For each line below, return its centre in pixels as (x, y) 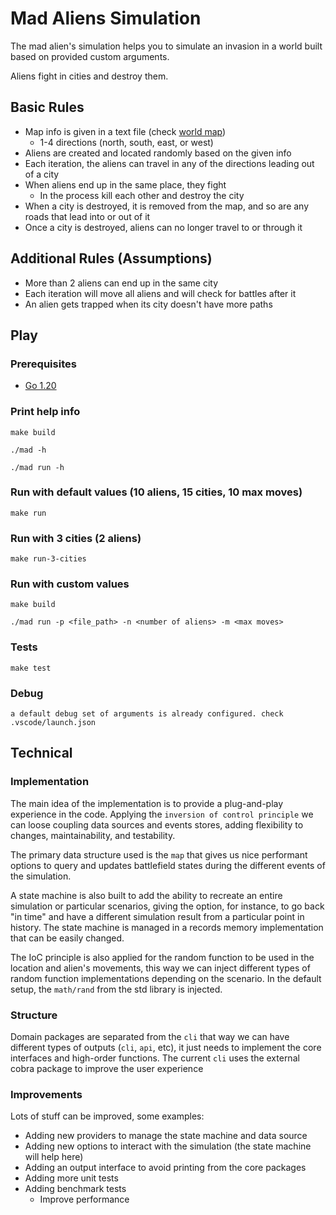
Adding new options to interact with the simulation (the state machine (168, 1146)
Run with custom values (70, 584)
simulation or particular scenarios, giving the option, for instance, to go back (167, 906)
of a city (42, 174)
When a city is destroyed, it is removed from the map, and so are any (167, 206)
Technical (41, 753)
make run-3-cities (48, 559)
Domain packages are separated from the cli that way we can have (150, 1037)
